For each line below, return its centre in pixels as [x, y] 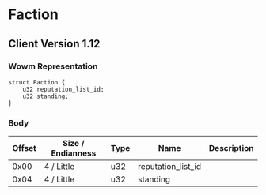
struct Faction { [37, 82]
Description [231, 148]
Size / [73, 144]
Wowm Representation [53, 66]
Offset [25, 148]
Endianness [74, 153]
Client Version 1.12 [54, 44]
